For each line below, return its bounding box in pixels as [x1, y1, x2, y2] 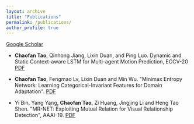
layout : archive [6, 8, 46, 15]
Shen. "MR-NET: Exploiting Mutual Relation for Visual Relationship [14, 105, 174, 112]
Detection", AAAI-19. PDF [14, 112, 76, 119]
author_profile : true [6, 24, 59, 31]
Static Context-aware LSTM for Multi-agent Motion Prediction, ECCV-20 [14, 58, 188, 65]
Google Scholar [6, 41, 44, 48]
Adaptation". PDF [14, 88, 57, 95]
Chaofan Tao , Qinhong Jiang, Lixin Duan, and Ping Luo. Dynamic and [14, 52, 182, 59]
